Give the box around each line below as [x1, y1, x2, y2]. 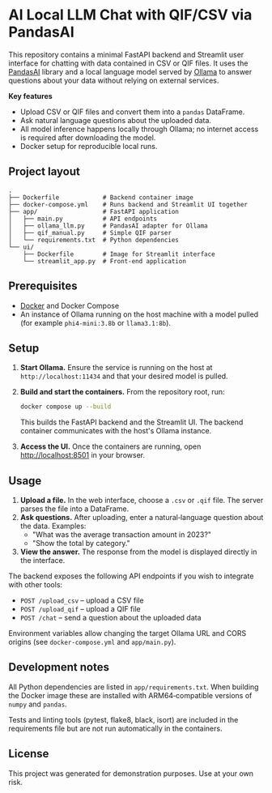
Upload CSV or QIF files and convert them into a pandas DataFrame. [19, 107, 245, 117]
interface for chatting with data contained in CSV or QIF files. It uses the [8, 58, 249, 68]
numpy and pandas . [8, 699, 67, 709]
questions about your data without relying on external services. [8, 75, 219, 85]
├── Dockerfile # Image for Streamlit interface [23, 249, 216, 258]
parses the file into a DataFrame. [19, 504, 130, 514]
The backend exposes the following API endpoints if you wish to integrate [8, 571, 254, 581]
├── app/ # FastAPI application [8, 207, 180, 215]
